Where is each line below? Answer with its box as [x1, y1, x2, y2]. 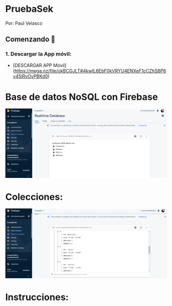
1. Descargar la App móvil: [5, 50, 72, 58]
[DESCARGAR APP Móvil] [12, 62, 67, 68]
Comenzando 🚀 [5, 35, 55, 44]
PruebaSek [5, 3, 54, 15]
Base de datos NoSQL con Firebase [5, 91, 158, 103]
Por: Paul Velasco [5, 20, 43, 26]
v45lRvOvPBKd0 [12, 73, 48, 79]
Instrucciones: [5, 291, 69, 303]
